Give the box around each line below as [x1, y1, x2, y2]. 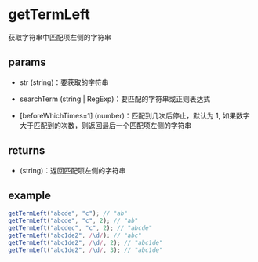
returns [8, 144, 45, 158]
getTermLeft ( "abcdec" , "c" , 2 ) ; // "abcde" [8, 224, 153, 232]
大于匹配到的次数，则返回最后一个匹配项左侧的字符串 [19, 120, 192, 130]
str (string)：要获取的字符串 [19, 77, 109, 87]
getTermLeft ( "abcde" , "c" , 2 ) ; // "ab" [8, 217, 139, 225]
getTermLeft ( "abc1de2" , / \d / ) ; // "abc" [8, 231, 143, 239]
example [8, 188, 52, 202]
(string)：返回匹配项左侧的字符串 [19, 166, 126, 175]
